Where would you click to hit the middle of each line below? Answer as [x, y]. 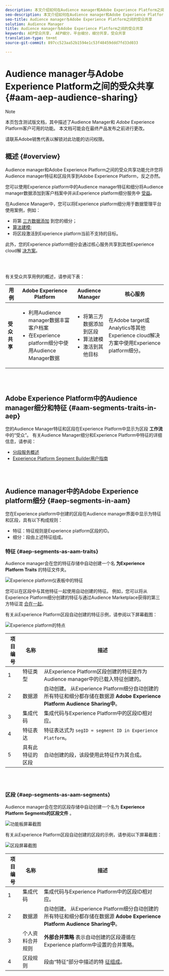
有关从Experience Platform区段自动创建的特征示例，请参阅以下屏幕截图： [81, 615]
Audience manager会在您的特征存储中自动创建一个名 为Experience [75, 564]
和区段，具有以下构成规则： [34, 520]
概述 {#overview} [33, 156]
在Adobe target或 [129, 320]
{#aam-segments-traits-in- [112, 408]
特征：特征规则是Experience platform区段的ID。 [62, 531]
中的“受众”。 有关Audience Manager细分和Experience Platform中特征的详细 [84, 435]
